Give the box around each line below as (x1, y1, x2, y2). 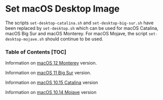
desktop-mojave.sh (5, 36, 44, 42)
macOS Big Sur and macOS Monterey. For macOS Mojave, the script (5, 30, 148, 36)
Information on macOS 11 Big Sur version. (5, 70, 92, 76)
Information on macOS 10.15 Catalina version (5, 79, 98, 86)
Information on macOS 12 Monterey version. (5, 60, 97, 66)
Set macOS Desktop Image (5, 3, 120, 15)
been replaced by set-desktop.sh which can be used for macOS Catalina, (5, 25, 158, 31)
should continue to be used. (45, 36, 104, 42)
